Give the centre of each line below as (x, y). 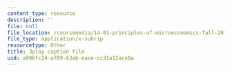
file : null (23, 26)
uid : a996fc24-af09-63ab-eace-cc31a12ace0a (71, 58)
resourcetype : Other (37, 45)
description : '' (30, 20)
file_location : (29, 33)
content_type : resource (41, 13)
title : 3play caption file (46, 52)
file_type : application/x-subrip (55, 39)
